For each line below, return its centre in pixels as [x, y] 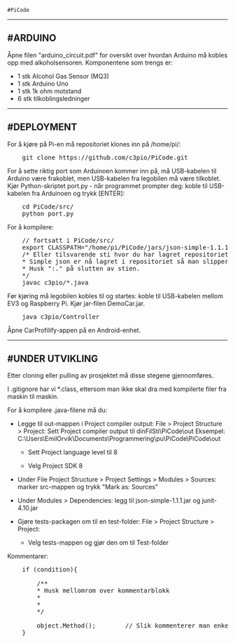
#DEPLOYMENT [42, 127]
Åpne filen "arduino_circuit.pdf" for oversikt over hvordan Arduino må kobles [117, 55]
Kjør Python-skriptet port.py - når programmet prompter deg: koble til [107, 185]
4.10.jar [28, 508]
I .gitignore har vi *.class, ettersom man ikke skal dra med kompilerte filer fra [117, 389]
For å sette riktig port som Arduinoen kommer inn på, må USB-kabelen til [112, 171]
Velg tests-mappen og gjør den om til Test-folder [98, 543]
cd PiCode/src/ [48, 206]
